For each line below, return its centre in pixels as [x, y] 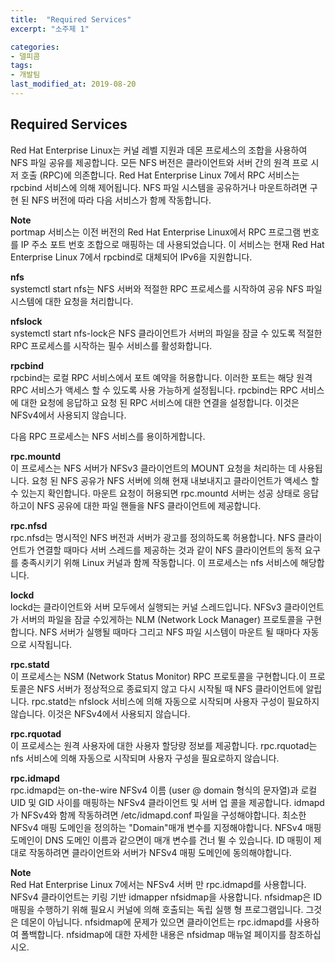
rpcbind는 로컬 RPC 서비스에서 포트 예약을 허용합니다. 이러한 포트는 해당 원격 [161, 377]
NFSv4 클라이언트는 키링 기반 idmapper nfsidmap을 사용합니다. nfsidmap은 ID [166, 897]
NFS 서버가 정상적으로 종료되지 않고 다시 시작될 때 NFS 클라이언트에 [170, 688]
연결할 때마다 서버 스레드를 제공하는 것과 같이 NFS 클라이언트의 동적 [169, 550]
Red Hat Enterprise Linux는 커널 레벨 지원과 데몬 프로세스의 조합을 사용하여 [159, 150]
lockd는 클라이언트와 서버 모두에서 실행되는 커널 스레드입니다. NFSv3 [146, 607]
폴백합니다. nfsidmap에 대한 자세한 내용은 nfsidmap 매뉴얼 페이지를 [153, 934]
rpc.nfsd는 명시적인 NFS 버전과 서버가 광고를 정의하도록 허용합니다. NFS [153, 537]
